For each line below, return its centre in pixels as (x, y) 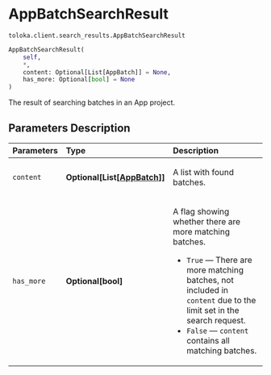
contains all (208, 341)
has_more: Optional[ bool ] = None (79, 80)
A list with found (203, 172)
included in (207, 290)
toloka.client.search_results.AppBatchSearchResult (97, 35)
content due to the (221, 300)
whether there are (206, 221)
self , (32, 57)
